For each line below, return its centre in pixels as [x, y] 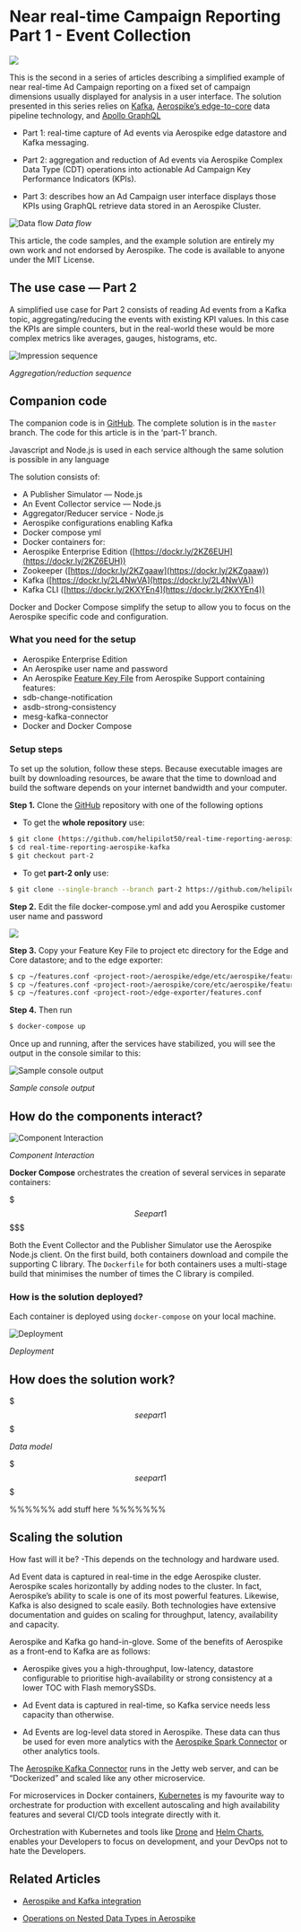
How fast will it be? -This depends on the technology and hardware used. [144, 1559]
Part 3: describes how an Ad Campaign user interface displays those [149, 196]
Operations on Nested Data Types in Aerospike [109, 1918]
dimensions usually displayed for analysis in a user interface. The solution [146, 96]
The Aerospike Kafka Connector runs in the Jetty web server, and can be [144, 1768]
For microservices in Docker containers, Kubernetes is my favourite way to [147, 1795]
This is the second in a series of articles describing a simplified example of [147, 77]
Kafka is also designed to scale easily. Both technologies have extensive [142, 1605]
